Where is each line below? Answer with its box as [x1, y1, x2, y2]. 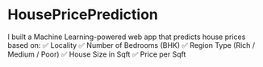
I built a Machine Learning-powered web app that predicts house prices [7, 32, 246, 41]
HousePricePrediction [7, 6, 158, 24]
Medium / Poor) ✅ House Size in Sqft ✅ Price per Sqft [7, 49, 186, 59]
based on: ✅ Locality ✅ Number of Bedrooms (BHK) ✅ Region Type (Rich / [7, 40, 256, 49]
